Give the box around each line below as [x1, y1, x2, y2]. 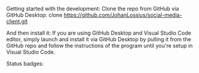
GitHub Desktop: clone [6, 11, 63, 19]
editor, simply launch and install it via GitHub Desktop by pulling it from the [6, 36, 192, 42]
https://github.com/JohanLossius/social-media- [63, 11, 183, 19]
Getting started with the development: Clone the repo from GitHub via [6, 5, 179, 12]
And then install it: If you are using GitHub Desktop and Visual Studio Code [6, 29, 192, 36]
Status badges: [6, 60, 44, 67]
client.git [6, 18, 28, 25]
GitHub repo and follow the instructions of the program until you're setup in [6, 42, 193, 49]
